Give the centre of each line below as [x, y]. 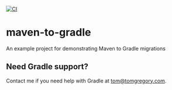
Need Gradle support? [47, 67]
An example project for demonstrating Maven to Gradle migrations [86, 48]
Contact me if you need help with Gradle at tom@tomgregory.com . [86, 81]
